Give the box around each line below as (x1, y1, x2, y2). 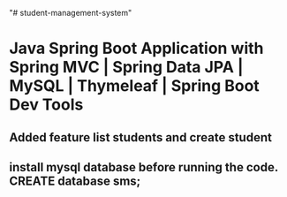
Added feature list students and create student (9, 130, 272, 145)
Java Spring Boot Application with (9, 39, 264, 58)
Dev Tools (9, 95, 84, 115)
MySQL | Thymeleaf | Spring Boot (9, 76, 261, 96)
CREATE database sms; (9, 173, 141, 188)
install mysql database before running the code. (9, 159, 278, 175)
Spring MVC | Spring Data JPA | (9, 57, 244, 78)
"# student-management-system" (9, 8, 132, 18)
